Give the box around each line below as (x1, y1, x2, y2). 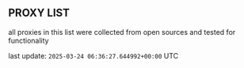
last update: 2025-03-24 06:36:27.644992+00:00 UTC (8, 51, 179, 60)
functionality (8, 36, 49, 45)
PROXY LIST (8, 6, 70, 20)
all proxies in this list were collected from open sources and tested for (8, 27, 236, 36)
